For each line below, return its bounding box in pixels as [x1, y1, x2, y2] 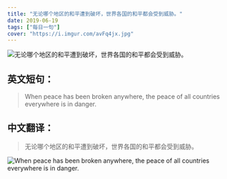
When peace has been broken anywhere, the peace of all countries [24, 93, 221, 101]
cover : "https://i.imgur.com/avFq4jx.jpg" [7, 30, 134, 37]
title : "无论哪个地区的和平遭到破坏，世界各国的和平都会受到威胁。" [7, 10, 183, 18]
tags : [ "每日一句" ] [7, 23, 61, 30]
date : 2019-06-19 [7, 17, 59, 24]
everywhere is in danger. [24, 100, 97, 108]
